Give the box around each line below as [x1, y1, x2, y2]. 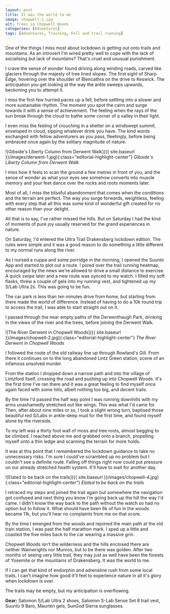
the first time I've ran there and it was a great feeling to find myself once [5, 381, 156, 387]
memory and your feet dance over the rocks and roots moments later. [5, 180, 150, 186]
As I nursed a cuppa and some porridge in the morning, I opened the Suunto [5, 257, 164, 263]
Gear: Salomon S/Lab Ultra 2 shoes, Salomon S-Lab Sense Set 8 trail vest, [5, 598, 160, 603]
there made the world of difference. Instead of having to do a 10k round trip [5, 299, 162, 305]
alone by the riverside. [5, 418, 52, 424]
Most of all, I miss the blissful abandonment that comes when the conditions [5, 190, 164, 195]
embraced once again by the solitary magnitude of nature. [5, 139, 126, 145]
